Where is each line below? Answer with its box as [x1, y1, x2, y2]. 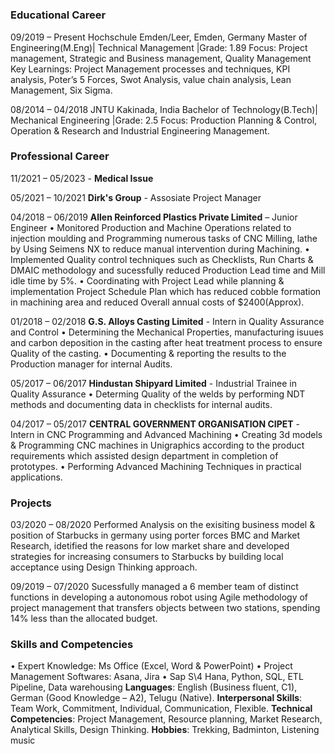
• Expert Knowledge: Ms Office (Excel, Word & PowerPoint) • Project [10, 660, 293, 672]
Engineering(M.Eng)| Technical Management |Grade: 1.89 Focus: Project [10, 41, 308, 53]
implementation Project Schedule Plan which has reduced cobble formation [10, 285, 322, 297]
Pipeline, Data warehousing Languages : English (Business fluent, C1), [10, 681, 298, 693]
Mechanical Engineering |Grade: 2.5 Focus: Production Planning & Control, [10, 114, 318, 126]
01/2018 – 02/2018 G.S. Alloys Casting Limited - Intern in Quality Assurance [10, 315, 325, 327]
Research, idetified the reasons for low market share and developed [10, 540, 290, 552]
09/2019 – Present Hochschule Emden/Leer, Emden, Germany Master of [10, 31, 308, 43]
